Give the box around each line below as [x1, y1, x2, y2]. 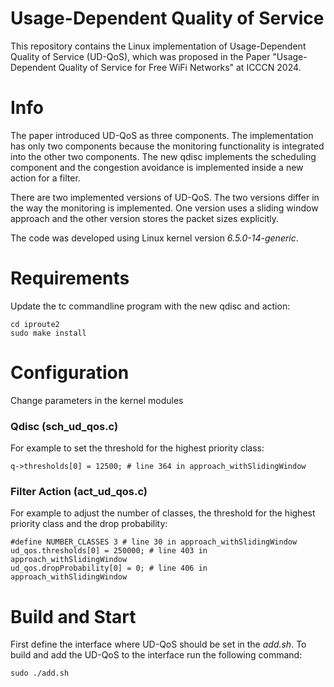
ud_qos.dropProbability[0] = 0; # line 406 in [10, 563, 208, 574]
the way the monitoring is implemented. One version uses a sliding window [10, 202, 319, 214]
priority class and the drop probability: [10, 518, 168, 530]
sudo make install [10, 328, 87, 338]
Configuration [10, 362, 130, 384]
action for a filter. [10, 172, 81, 184]
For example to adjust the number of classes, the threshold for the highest [10, 507, 316, 519]
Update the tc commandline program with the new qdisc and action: [10, 300, 291, 312]
